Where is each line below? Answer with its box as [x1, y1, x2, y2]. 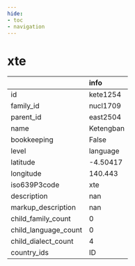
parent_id [10, 113, 42, 122]
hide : [7, 10, 23, 17]
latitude [10, 158, 35, 167]
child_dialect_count [10, 237, 74, 247]
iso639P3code [10, 180, 60, 190]
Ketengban [88, 124, 125, 133]
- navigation [7, 23, 45, 30]
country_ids [10, 248, 49, 258]
